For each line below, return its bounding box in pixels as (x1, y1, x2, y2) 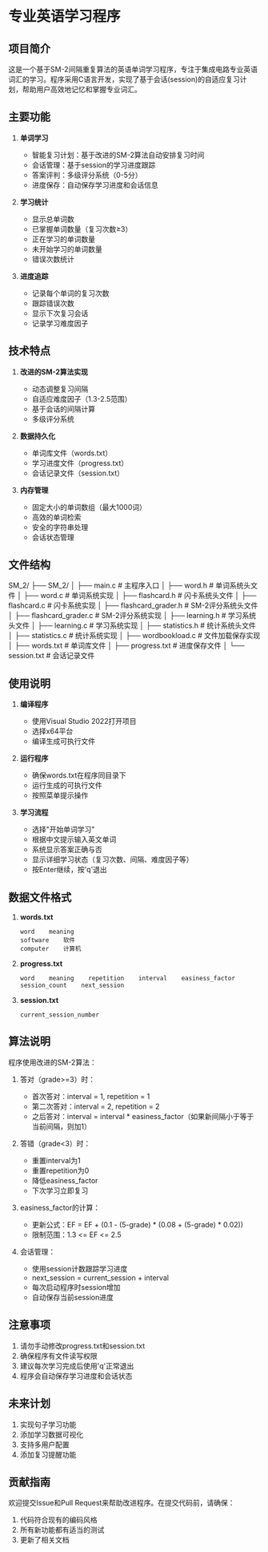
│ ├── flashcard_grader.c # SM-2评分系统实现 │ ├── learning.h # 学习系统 (8, 611, 257, 620)
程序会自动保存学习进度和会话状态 (19, 1371, 133, 1380)
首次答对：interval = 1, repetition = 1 (31, 1091, 150, 1101)
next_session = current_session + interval (31, 1272, 170, 1283)
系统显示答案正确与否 (31, 845, 102, 855)
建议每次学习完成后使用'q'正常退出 (19, 1360, 134, 1371)
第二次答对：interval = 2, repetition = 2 (31, 1101, 160, 1111)
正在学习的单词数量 (31, 234, 96, 244)
